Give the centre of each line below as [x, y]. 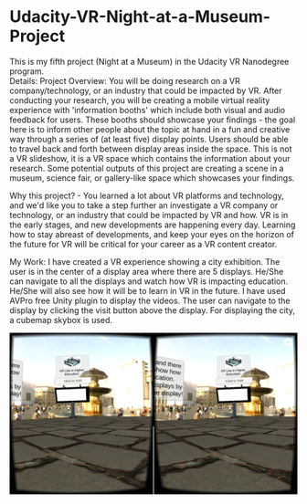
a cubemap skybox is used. [61, 320]
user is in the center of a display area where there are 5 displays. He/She [147, 271]
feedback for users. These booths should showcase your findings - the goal [153, 120]
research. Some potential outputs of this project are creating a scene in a [147, 168]
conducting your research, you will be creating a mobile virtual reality [140, 100]
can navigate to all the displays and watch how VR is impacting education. [149, 281]
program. [27, 71]
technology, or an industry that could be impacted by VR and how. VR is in [149, 215]
